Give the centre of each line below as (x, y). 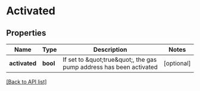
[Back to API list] (26, 82)
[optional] (177, 63)
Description (110, 50)
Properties (26, 33)
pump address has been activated (110, 67)
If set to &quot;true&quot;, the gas (110, 59)
